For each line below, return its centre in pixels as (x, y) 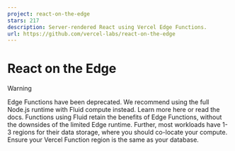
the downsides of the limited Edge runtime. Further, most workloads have (114, 125)
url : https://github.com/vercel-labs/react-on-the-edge (91, 34)
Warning (19, 89)
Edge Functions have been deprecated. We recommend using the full (108, 102)
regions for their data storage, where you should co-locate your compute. (120, 133)
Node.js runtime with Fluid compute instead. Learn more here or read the (114, 110)
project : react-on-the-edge (49, 14)
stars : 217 (23, 21)
